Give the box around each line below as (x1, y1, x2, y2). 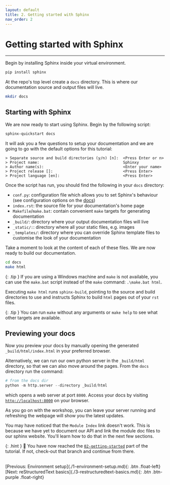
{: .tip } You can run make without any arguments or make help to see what (5, 309, 158, 315)
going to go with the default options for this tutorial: (5, 145, 113, 152)
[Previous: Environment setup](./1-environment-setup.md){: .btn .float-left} (5, 463, 161, 470)
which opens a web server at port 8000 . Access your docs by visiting (5, 392, 148, 398)
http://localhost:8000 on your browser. (5, 398, 90, 404)
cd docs (5, 260, 22, 265)
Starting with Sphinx (5, 108, 71, 117)
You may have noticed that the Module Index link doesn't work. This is (5, 422, 150, 428)
